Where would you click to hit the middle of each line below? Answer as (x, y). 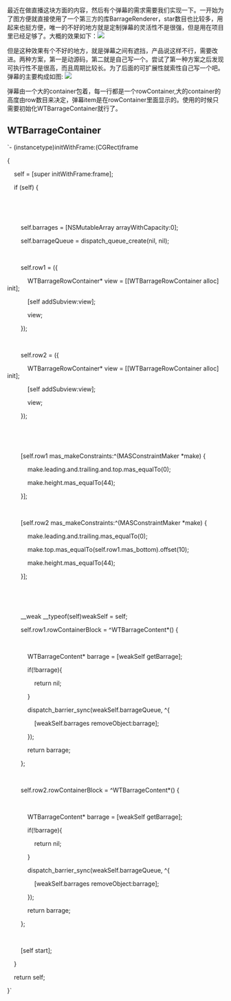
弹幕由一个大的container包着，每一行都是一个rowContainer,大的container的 (114, 91)
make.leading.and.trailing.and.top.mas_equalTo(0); (99, 469)
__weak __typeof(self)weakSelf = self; (74, 616)
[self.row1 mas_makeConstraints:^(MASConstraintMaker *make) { (113, 456)
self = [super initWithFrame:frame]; (63, 174)
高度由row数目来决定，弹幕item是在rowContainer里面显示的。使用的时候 (110, 100)
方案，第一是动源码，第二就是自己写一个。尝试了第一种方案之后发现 (127, 59)
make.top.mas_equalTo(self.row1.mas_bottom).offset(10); (108, 549)
